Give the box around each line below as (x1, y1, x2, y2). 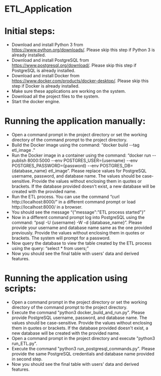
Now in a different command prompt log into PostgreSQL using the (11, 215, 145, 220)
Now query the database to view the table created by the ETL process (11, 240, 152, 246)
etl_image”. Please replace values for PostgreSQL (48, 168, 147, 174)
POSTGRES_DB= (99, 163, 133, 169)
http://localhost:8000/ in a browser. (11, 204, 83, 210)
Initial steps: (4, 26, 55, 37)
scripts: (4, 283, 37, 294)
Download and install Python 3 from (11, 42, 83, 48)
